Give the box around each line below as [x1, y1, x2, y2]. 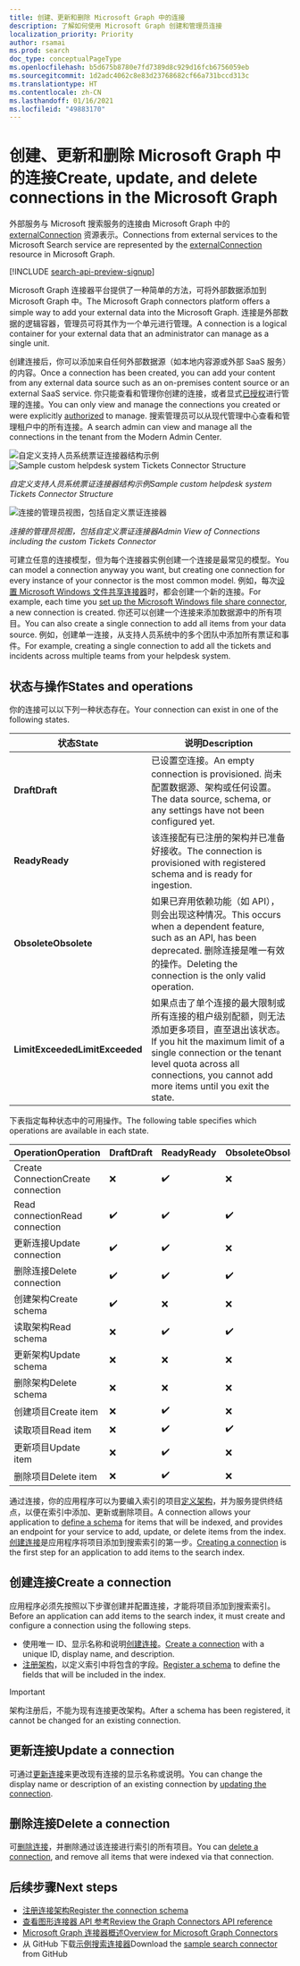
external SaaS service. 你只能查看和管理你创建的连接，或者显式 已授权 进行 [9, 388, 282, 399]
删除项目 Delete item [13, 1470, 98, 1483]
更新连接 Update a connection [9, 1743, 175, 1759]
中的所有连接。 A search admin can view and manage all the [32, 422, 253, 433]
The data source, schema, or [151, 793, 271, 805]
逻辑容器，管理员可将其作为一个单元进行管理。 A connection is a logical [24, 318, 287, 329]
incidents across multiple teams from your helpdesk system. [9, 651, 231, 661]
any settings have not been [151, 804, 265, 816]
